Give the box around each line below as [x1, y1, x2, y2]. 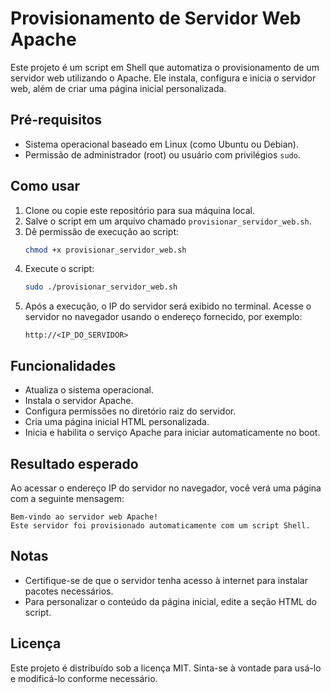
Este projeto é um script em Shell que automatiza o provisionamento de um [10, 61, 320, 73]
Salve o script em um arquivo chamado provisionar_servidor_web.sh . [24, 215, 312, 227]
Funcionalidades [10, 357, 117, 374]
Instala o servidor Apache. [24, 395, 134, 407]
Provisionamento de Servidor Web [10, 7, 302, 30]
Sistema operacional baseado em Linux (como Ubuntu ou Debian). [24, 138, 299, 150]
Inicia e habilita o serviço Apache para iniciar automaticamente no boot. [24, 427, 321, 439]
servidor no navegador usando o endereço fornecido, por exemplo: [24, 311, 303, 323]
